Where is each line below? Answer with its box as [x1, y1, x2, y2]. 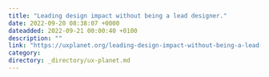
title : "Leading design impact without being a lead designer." [8, 11, 227, 20]
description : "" [8, 34, 62, 43]
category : [8, 49, 42, 57]
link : [8, 42, 26, 50]
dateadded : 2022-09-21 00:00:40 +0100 [8, 26, 138, 34]
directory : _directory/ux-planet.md [8, 57, 130, 65]
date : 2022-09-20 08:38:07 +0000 [8, 19, 120, 27]
